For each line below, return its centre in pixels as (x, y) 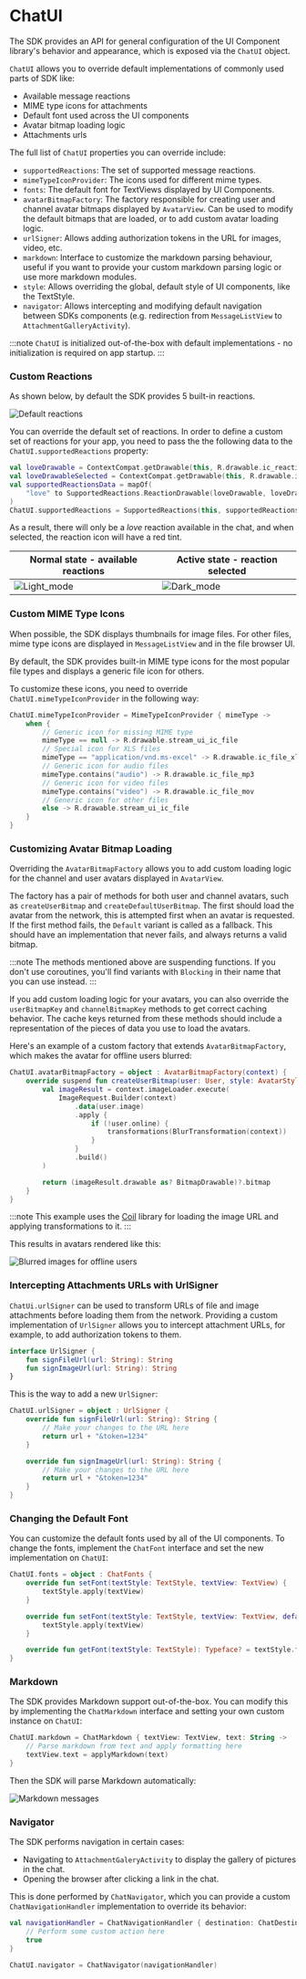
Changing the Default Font (69, 1518)
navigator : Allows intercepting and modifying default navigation (142, 306)
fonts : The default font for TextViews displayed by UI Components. (148, 189)
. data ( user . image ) (109, 1106)
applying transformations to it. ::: (71, 1226)
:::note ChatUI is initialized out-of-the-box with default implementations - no (151, 342)
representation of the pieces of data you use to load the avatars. (130, 1029)
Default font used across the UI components (106, 115)
